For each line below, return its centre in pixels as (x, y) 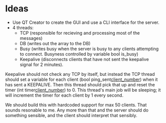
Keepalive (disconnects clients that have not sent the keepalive (84, 59)
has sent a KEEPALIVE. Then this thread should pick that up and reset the (80, 84)
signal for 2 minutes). (41, 64)
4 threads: (23, 27)
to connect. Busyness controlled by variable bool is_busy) (79, 54)
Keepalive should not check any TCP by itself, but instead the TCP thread (80, 74)
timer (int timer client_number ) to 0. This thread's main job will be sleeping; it (83, 90)
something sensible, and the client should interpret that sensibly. (71, 115)
